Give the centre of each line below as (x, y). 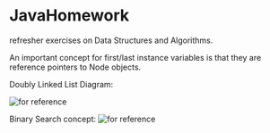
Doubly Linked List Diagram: (61, 84)
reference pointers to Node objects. (75, 67)
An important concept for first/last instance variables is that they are (135, 57)
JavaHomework (70, 16)
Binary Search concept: (53, 119)
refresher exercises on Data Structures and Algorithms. (111, 40)
